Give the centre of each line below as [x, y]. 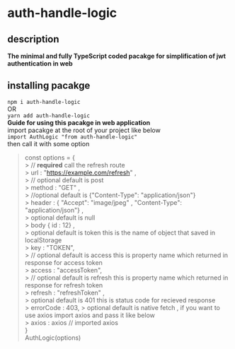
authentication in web [40, 64]
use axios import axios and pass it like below [90, 315]
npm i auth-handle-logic [44, 102]
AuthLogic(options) [53, 338]
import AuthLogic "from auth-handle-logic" [73, 137]
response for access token [63, 262]
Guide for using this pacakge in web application [79, 122]
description [33, 39]
